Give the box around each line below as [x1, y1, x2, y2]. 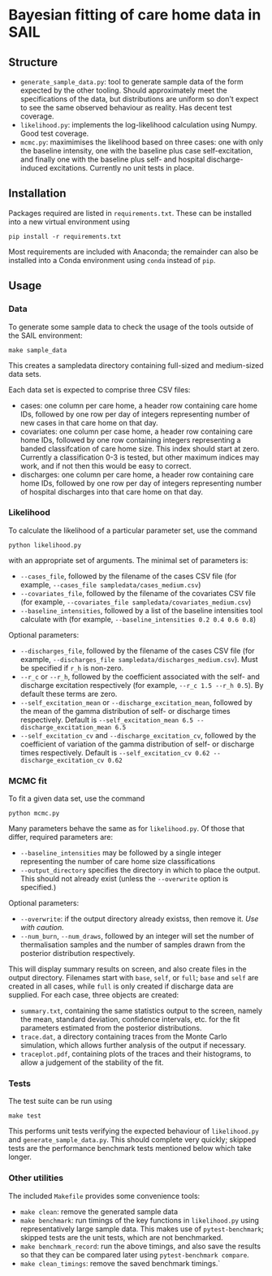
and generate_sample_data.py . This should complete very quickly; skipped [8, 1135, 257, 1144]
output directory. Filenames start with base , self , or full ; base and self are [8, 973, 259, 983]
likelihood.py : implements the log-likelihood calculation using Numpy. [19, 120, 257, 129]
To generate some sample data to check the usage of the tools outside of [8, 322, 254, 331]
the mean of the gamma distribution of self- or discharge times [19, 706, 231, 716]
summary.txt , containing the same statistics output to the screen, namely [19, 1006, 262, 1016]
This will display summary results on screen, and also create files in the [8, 964, 247, 974]
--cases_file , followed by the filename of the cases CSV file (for [19, 571, 237, 581]
